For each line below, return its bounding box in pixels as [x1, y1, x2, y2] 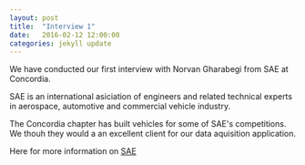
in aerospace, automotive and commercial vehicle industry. [9, 101, 230, 112]
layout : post [9, 13, 59, 23]
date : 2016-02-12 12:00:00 [9, 30, 120, 39]
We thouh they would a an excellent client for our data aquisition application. [9, 129, 296, 139]
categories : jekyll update [9, 38, 112, 48]
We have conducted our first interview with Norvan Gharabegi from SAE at [9, 64, 289, 75]
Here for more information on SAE [9, 146, 137, 157]
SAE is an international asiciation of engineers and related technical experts [9, 91, 293, 102]
